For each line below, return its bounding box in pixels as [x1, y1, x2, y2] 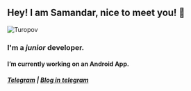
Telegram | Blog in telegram [7, 76, 89, 84]
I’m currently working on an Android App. [7, 60, 130, 68]
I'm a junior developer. [7, 42, 85, 52]
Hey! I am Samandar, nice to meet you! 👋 [7, 7, 185, 19]
